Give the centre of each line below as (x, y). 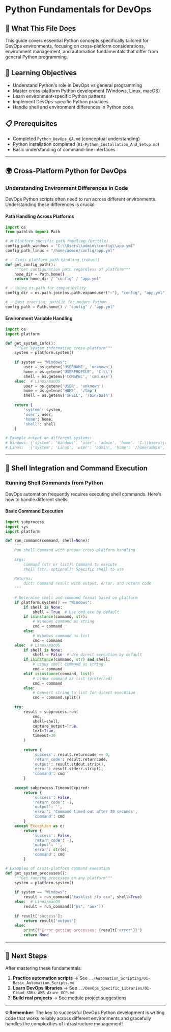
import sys (17, 527)
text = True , (44, 731)
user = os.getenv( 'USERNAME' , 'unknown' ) (68, 367)
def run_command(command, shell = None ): (48, 541)
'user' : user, (38, 414)
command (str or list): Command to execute (70, 564)
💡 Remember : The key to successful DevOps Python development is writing (85, 1012)
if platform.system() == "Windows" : (53, 602)
